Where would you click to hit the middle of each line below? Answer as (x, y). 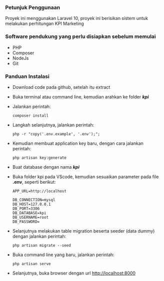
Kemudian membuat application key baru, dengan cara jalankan (78, 143)
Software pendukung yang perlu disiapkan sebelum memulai (80, 36)
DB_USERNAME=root (30, 217)
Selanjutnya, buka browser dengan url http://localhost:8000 (74, 273)
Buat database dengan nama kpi (46, 167)
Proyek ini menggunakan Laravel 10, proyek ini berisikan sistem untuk (77, 18)
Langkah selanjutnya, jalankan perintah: (53, 125)
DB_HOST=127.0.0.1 (31, 204)
